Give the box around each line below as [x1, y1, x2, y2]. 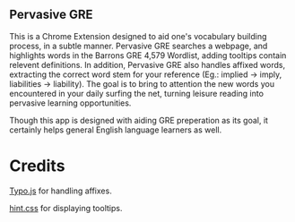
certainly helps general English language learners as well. [9, 124, 222, 135]
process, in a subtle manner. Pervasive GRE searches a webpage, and [9, 40, 268, 51]
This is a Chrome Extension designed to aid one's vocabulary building [9, 30, 267, 41]
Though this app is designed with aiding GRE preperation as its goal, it [9, 115, 269, 125]
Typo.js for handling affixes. [9, 185, 112, 196]
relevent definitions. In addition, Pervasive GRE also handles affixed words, [9, 59, 285, 70]
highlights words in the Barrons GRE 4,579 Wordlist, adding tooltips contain [9, 49, 287, 61]
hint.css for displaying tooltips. [9, 202, 123, 213]
